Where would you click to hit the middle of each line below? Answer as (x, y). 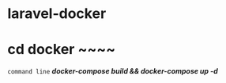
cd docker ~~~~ (62, 50)
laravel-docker (57, 14)
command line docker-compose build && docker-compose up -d (113, 71)
